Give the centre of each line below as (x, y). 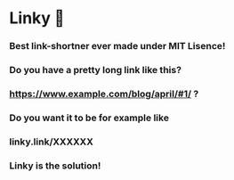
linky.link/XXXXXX (51, 142)
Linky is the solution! (55, 166)
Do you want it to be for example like (89, 118)
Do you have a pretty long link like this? (96, 70)
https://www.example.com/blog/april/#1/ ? (104, 94)
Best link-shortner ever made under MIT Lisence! (117, 46)
